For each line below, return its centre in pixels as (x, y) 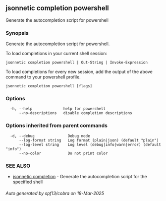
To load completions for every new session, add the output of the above (79, 72)
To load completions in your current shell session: (56, 54)
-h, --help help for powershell (58, 109)
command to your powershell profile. (43, 77)
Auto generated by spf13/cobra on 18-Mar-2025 (55, 193)
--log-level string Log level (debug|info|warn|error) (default (90, 144)
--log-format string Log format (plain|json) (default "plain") (89, 140)
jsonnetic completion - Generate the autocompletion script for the (80, 176)
